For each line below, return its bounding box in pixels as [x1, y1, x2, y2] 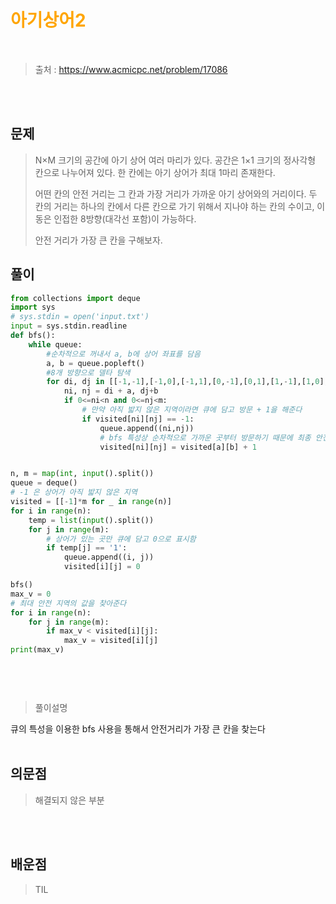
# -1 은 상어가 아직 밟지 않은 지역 [10, 487, 138, 498]
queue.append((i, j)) [63, 552, 155, 563]
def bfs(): [10, 331, 56, 341]
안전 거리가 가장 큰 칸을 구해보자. [34, 234, 163, 246]
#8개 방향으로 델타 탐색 [46, 367, 131, 378]
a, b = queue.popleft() [46, 358, 145, 368]
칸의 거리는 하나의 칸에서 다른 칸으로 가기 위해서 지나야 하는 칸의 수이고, [34, 200, 315, 212]
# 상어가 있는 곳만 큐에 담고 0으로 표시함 [46, 534, 197, 544]
